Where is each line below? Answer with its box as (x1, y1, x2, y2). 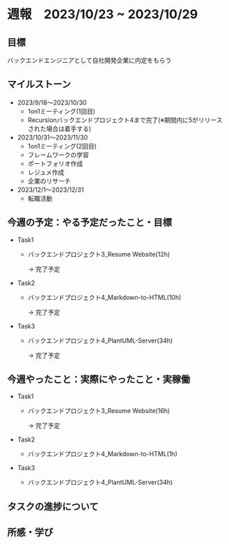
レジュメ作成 (27, 168, 65, 176)
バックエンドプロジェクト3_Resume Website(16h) (27, 407, 171, 415)
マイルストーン (7, 78, 71, 91)
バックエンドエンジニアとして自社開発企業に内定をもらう (7, 56, 172, 64)
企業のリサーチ (27, 176, 71, 185)
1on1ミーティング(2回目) (27, 142, 97, 150)
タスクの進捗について (7, 500, 99, 513)
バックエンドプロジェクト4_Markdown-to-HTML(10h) (27, 293, 182, 301)
